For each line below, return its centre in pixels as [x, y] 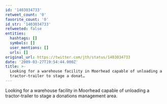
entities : [16, 33]
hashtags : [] [24, 39]
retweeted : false [24, 29]
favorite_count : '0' [27, 19]
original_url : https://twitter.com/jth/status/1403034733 [68, 57]
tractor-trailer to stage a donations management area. [61, 96]
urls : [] [19, 52]
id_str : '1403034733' [28, 24]
